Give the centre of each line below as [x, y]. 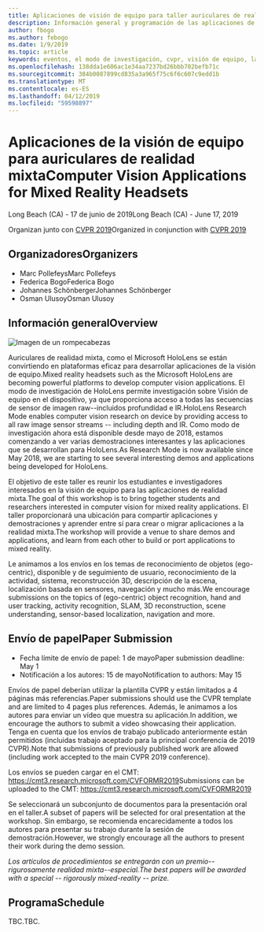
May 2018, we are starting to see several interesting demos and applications [131, 458]
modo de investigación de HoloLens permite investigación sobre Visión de [128, 391]
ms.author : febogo [38, 37]
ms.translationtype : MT [47, 81]
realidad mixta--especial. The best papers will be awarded [152, 869]
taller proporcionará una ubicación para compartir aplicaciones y [113, 515]
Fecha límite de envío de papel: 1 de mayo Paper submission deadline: [132, 658]
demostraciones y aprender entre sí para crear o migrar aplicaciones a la [126, 523]
